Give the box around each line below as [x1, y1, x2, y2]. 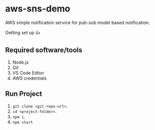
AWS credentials [12, 75, 47, 81]
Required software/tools [5, 46, 82, 54]
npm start [12, 119, 33, 125]
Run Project [5, 89, 42, 98]
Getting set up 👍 [5, 29, 40, 35]
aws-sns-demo [5, 3, 70, 14]
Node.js [12, 59, 29, 65]
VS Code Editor [12, 69, 44, 75]
